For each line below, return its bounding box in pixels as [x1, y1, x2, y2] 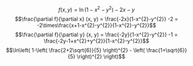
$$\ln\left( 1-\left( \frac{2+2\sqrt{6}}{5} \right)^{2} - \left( [5, 46, 145, 54]
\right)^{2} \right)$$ [76, 53, 126, 60]
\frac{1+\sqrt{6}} [146, 46, 188, 54]
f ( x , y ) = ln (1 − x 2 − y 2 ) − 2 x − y [58, 5, 135, 13]
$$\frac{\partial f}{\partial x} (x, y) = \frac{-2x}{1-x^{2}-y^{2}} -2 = [14, 15, 179, 23]
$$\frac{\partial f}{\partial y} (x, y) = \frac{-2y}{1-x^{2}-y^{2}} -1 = [15, 31, 178, 38]
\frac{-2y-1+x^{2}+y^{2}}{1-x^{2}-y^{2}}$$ [43, 37, 150, 44]
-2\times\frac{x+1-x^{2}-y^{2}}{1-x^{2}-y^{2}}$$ [36, 21, 157, 29]
